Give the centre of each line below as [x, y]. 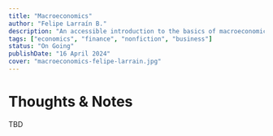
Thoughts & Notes [71, 102]
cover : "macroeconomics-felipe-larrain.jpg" [85, 62]
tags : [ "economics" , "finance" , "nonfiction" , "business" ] [110, 39]
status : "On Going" [41, 46]
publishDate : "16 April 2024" [60, 54]
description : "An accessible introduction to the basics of [113, 31]
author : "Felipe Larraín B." [58, 24]
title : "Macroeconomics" [50, 16]
